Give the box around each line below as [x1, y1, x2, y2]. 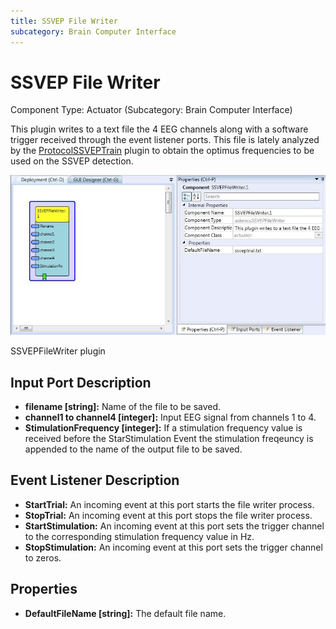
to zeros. [24, 551, 62, 564]
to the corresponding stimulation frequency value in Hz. [24, 530, 255, 542]
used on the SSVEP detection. [10, 155, 134, 167]
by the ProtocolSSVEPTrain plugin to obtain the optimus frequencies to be [10, 145, 315, 157]
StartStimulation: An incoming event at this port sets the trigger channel [24, 520, 325, 532]
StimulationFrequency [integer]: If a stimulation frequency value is [24, 422, 303, 434]
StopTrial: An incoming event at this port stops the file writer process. [24, 509, 313, 521]
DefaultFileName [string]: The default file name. [24, 607, 227, 619]
